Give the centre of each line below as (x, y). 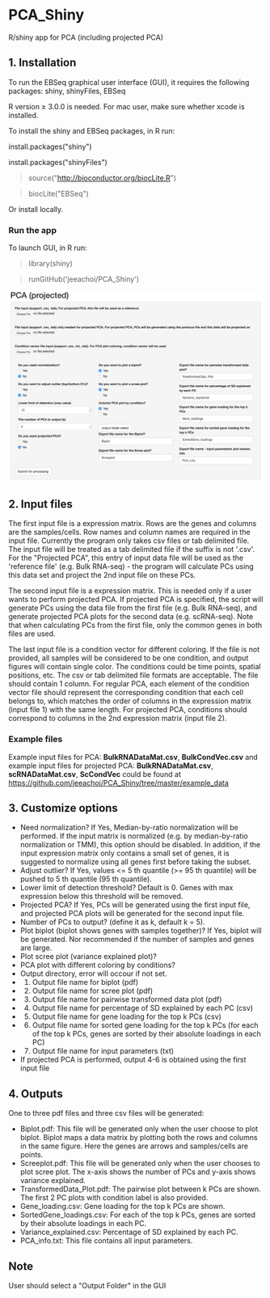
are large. (36, 948)
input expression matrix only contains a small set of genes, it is (124, 853)
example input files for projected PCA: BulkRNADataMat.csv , (111, 766)
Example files (36, 740)
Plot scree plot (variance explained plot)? (89, 957)
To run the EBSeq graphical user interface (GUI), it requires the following (129, 82)
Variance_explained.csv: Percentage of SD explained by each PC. (129, 1232)
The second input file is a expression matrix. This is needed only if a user (130, 591)
